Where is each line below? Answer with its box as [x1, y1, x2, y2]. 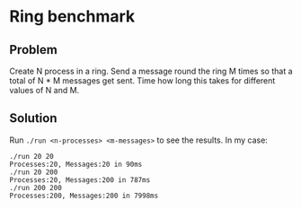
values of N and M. [9, 85, 80, 95]
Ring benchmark [9, 6, 136, 27]
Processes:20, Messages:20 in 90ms [9, 160, 143, 169]
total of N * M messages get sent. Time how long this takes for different [9, 75, 276, 86]
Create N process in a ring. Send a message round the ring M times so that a [9, 65, 294, 76]
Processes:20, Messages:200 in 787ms [9, 175, 151, 185]
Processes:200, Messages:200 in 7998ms [9, 191, 159, 200]
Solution [9, 110, 58, 126]
